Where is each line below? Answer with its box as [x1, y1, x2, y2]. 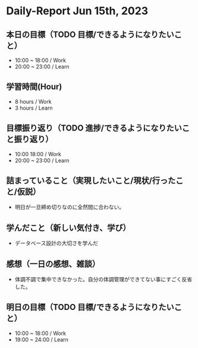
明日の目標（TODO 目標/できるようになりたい [6, 302, 174, 312]
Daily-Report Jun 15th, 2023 [6, 4, 149, 18]
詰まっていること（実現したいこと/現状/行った [6, 176, 176, 186]
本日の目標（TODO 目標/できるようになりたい [6, 29, 174, 39]
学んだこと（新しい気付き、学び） [6, 222, 131, 233]
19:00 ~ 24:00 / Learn [14, 335, 68, 343]
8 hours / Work [14, 98, 52, 105]
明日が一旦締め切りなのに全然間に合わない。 [14, 204, 125, 211]
